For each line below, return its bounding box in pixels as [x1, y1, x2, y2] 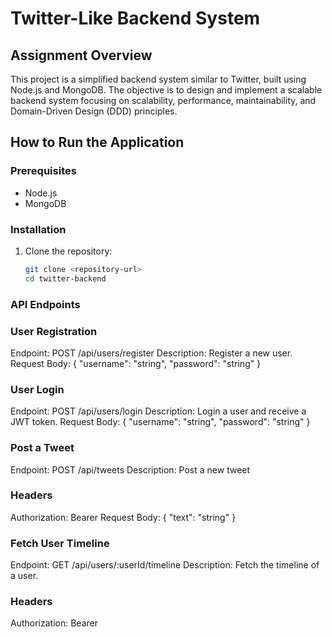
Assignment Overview [10, 47, 153, 64]
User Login [10, 382, 65, 396]
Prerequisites [10, 164, 77, 178]
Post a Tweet [10, 441, 75, 455]
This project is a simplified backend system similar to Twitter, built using [10, 73, 307, 85]
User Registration [10, 324, 98, 338]
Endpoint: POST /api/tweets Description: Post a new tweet [10, 463, 251, 476]
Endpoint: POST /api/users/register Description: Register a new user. [10, 347, 293, 359]
